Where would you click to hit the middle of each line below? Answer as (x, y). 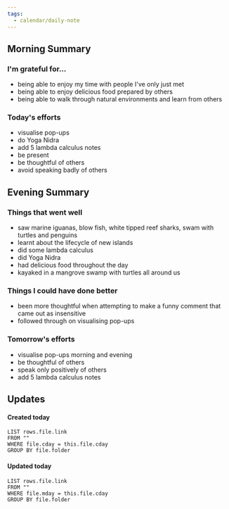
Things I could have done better (63, 291)
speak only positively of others (62, 370)
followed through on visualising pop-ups (76, 321)
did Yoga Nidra (39, 258)
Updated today (30, 466)
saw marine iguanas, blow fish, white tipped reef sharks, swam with (116, 228)
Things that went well (45, 212)
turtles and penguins (47, 235)
